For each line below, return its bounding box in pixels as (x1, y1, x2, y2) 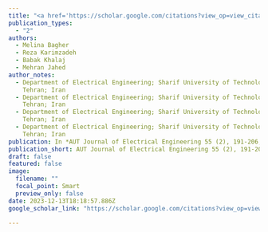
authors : (8, 33, 37, 42)
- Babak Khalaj (15, 57, 66, 65)
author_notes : (8, 71, 56, 79)
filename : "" (15, 175, 59, 183)
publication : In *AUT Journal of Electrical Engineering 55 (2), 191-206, (8, 137, 262, 146)
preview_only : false (15, 189, 84, 198)
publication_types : (8, 19, 73, 27)
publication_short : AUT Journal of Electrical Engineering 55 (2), (8, 145, 238, 153)
